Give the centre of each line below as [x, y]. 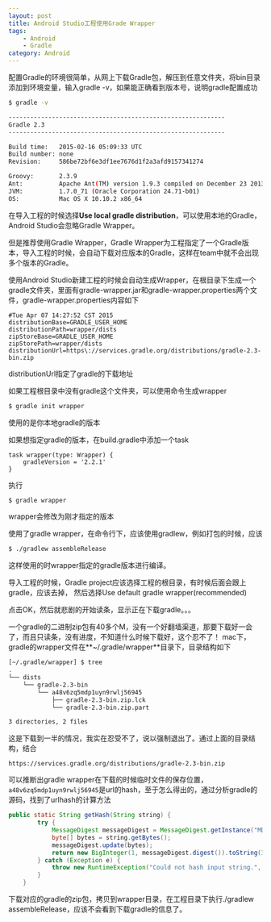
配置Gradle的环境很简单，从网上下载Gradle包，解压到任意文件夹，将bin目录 [134, 77]
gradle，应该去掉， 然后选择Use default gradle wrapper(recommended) [128, 593]
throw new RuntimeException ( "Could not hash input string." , [156, 868]
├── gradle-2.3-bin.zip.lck [99, 700]
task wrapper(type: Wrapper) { [61, 455]
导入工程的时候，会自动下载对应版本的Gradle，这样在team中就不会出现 [141, 252]
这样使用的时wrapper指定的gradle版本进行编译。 [90, 565]
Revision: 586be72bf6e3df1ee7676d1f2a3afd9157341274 [106, 162]
